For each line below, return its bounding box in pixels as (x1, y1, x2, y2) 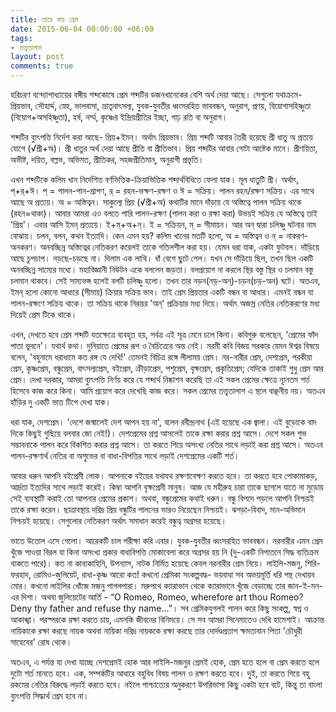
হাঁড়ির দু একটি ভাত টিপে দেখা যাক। (10, 396, 112, 408)
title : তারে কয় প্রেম (10, 14, 79, 25)
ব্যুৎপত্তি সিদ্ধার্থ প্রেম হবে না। (10, 690, 90, 701)
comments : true (10, 61, 74, 71)
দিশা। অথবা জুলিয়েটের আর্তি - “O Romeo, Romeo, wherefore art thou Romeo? (21, 591, 304, 603)
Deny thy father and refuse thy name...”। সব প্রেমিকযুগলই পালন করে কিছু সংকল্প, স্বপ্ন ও (10, 602, 309, 614)
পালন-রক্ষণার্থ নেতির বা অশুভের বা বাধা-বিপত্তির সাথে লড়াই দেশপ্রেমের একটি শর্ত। (10, 450, 240, 461)
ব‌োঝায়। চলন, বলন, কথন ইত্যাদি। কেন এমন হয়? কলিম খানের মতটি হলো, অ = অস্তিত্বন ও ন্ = (10, 230, 285, 241)
